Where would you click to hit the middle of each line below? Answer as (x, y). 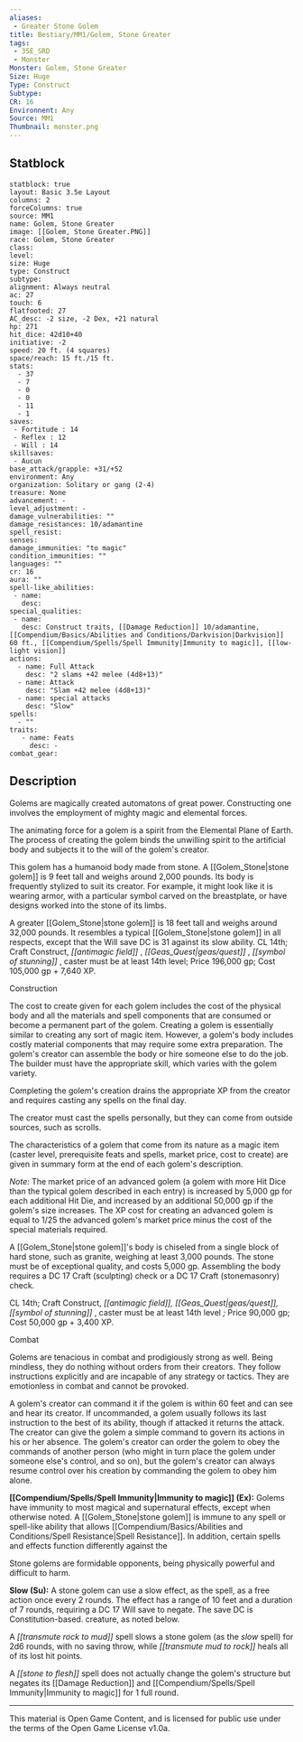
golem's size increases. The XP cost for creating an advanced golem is (141, 1210)
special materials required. (59, 1229)
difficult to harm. (40, 1572)
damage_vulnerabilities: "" (62, 516)
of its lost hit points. (46, 1655)
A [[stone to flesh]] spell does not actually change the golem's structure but (150, 1673)
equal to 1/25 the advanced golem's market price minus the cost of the (141, 1220)
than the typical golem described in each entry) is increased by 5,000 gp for (151, 1191)
